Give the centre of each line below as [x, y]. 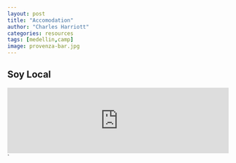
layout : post [26, 14]
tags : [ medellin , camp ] [40, 40]
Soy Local [29, 75]
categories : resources [40, 33]
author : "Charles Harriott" [48, 27]
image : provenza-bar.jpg [44, 46]
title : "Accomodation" [40, 20]
